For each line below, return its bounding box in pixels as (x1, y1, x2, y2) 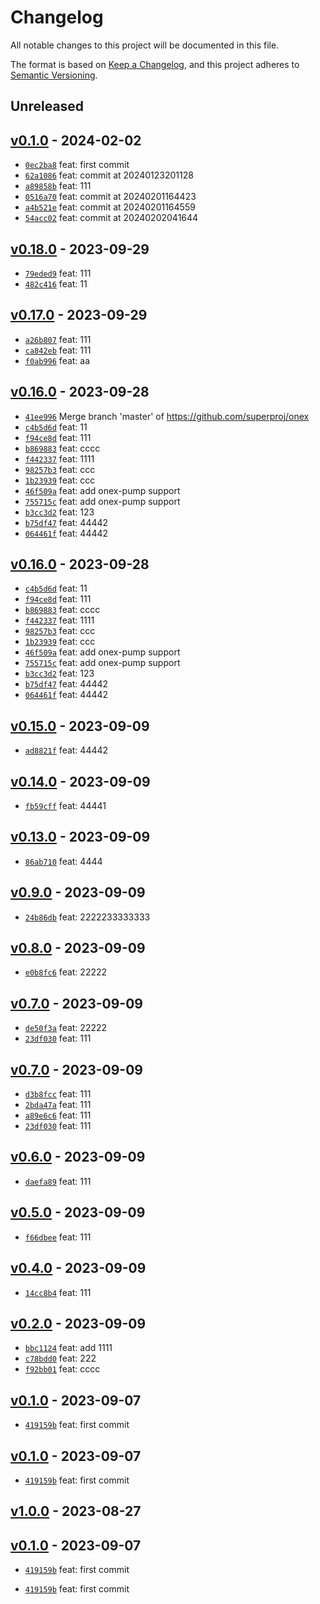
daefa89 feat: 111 (24, 1175, 92, 1187)
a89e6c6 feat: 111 (24, 1109, 92, 1121)
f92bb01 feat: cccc (24, 1363, 101, 1375)
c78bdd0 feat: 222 (24, 1352, 97, 1365)
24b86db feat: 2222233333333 (24, 911, 151, 923)
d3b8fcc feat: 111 (24, 1088, 92, 1100)
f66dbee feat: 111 (24, 1231, 92, 1243)
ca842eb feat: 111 (24, 344, 92, 356)
